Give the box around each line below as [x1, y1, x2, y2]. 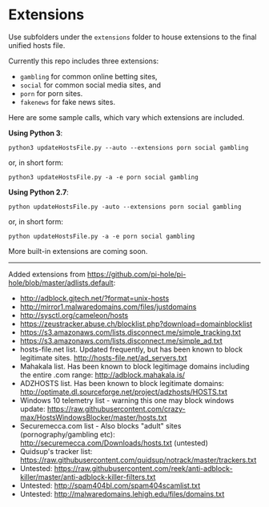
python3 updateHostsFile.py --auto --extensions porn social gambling [8, 143, 249, 151]
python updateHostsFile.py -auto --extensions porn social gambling [8, 203, 242, 211]
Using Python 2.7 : [8, 187, 70, 197]
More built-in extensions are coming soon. [8, 246, 148, 256]
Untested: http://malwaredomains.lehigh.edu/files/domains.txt [19, 489, 225, 498]
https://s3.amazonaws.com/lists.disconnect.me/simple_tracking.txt [19, 327, 242, 337]
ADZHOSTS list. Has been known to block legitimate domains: [19, 378, 224, 388]
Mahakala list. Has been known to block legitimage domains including [19, 361, 250, 371]
